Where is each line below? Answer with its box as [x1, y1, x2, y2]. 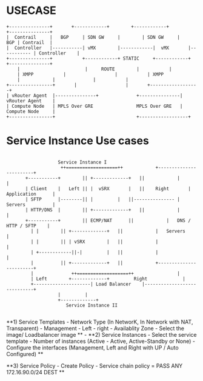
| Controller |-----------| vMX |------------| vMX [6, 45, 170, 51]
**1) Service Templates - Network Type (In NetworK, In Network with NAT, [6, 318, 193, 325]
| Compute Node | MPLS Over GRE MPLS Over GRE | [6, 103, 183, 109]
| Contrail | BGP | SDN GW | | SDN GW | [6, 34, 181, 40]
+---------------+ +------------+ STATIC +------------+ [6, 55, 191, 61]
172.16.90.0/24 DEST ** [6, 368, 65, 376]
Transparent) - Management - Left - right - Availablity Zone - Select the [6, 325, 185, 332]
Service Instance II [65, 302, 118, 308]
